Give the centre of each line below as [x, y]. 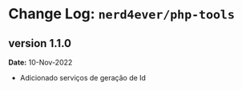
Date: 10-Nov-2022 [40, 62]
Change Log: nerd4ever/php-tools [121, 14]
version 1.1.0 [40, 43]
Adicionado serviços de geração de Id [83, 78]
